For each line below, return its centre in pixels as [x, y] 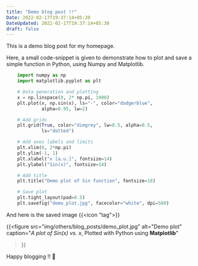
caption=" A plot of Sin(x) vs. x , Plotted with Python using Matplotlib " [92, 233]
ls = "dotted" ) [58, 131]
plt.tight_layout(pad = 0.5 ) [51, 198]
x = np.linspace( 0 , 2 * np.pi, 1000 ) [64, 98]
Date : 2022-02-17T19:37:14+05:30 [48, 18]
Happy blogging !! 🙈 [31, 256]
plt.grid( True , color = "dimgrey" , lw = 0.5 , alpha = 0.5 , [85, 125]
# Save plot [32, 192]
